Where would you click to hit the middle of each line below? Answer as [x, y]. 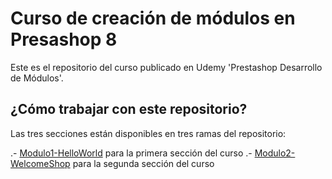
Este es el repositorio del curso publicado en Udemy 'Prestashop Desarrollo [166, 67]
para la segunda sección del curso [143, 163]
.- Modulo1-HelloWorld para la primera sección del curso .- [131, 153]
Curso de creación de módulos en [153, 18]
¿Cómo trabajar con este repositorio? [129, 109]
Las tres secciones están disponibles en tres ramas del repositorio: [148, 133]
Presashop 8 [64, 39]
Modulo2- [275, 153]
